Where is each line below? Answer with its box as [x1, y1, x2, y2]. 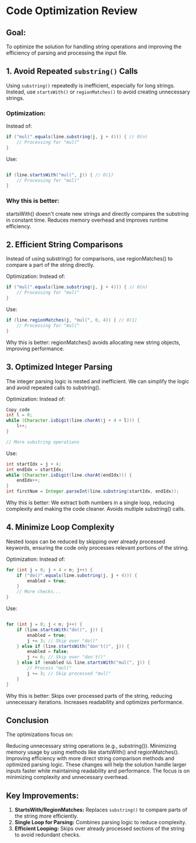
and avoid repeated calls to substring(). [6, 384, 101, 391]
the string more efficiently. [14, 812, 78, 819]
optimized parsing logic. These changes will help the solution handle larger [6, 761, 187, 768]
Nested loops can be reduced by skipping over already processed [6, 538, 166, 545]
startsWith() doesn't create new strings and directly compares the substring [6, 210, 189, 217]
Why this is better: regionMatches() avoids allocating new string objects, [6, 339, 181, 346]
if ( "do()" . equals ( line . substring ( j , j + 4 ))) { [16, 572, 137, 578]
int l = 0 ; [6, 412, 33, 418]
